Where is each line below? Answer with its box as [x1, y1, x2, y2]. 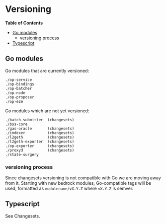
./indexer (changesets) [5, 130, 75, 135]
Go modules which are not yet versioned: [5, 108, 89, 114]
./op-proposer [5, 94, 35, 100]
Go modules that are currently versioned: [5, 68, 89, 74]
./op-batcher [5, 86, 32, 91]
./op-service [5, 77, 32, 82]
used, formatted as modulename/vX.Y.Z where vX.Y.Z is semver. [5, 185, 134, 192]
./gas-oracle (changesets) [5, 126, 75, 131]
